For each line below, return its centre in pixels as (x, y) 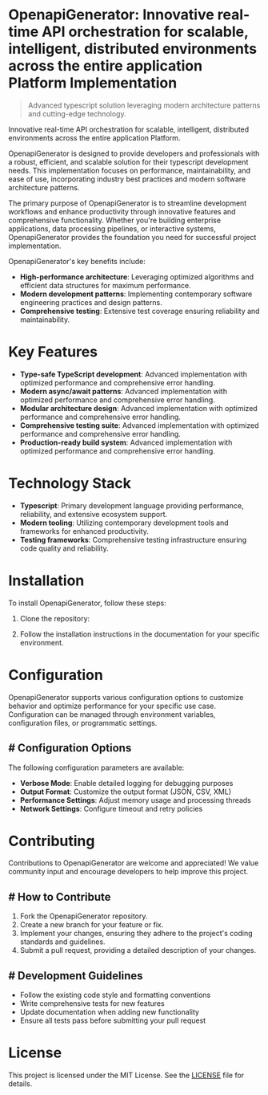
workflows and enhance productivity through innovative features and (122, 211)
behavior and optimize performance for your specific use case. (112, 706)
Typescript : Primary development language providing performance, (132, 505)
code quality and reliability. (64, 548)
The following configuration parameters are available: (96, 767)
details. (20, 1084)
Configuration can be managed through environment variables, (112, 714)
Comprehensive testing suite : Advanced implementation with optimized (139, 425)
